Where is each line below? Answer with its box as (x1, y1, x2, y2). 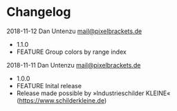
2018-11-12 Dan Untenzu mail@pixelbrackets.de (6, 27, 142, 35)
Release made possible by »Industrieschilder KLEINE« (16, 89, 171, 97)
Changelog (6, 4, 71, 20)
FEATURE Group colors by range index (16, 48, 127, 56)
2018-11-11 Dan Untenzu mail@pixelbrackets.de (6, 61, 141, 69)
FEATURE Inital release (16, 81, 82, 90)
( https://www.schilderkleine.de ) (16, 96, 107, 104)
